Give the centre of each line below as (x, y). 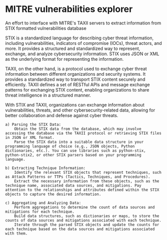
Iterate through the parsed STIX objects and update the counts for (87, 225)
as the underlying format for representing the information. (64, 59)
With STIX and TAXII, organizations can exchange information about (75, 105)
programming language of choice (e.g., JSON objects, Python (70, 146)
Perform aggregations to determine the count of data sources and (84, 207)
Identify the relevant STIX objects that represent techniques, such (88, 172)
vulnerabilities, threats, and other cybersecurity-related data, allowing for (80, 110)
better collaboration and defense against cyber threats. (62, 115)
